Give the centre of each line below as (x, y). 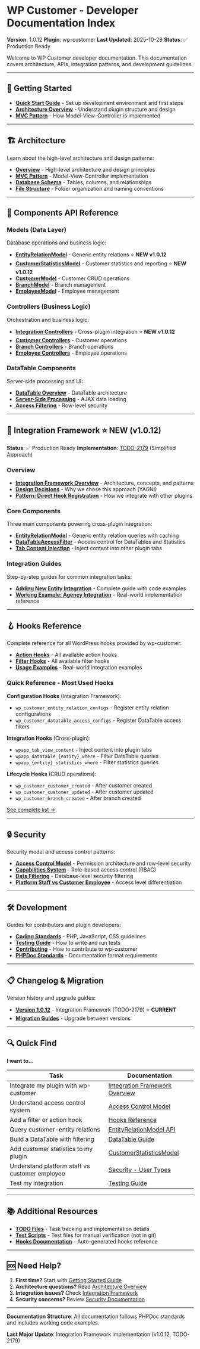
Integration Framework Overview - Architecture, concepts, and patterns (104, 483)
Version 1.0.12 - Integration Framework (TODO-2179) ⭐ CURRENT (96, 1010)
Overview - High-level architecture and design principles (85, 169)
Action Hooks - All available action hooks (66, 655)
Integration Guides (34, 564)
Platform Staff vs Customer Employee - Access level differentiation (99, 882)
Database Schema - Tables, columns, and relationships (83, 182)
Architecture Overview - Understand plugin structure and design (95, 109)
